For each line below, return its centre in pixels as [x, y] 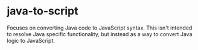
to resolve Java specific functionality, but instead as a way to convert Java [100, 34]
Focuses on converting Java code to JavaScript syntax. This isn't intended [100, 28]
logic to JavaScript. [31, 40]
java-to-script [43, 11]
